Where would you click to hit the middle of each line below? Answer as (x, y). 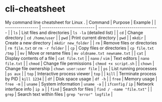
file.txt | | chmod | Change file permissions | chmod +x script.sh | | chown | (80, 63)
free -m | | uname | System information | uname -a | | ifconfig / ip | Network (79, 84)
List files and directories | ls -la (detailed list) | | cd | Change (82, 32)
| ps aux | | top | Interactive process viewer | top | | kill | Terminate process (81, 73)
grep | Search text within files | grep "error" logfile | (59, 94)
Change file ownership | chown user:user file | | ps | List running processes (81, 68)
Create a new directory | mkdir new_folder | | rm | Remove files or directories (81, 43)
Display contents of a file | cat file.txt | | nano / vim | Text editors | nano (77, 58)
